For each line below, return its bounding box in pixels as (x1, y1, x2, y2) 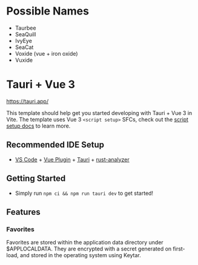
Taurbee (15, 24, 36, 31)
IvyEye (15, 37, 32, 44)
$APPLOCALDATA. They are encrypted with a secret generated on (6, 245, 172, 252)
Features (6, 207, 41, 217)
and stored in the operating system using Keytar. (20, 252, 141, 259)
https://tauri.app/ (6, 97, 49, 105)
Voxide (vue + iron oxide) (15, 50, 78, 57)
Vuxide (15, 56, 33, 64)
